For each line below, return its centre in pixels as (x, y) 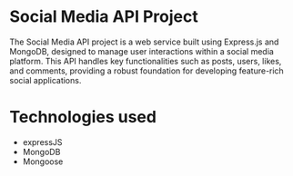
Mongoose (43, 161)
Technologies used (83, 117)
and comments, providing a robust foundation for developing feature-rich (146, 71)
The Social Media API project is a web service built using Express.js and (144, 42)
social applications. (45, 80)
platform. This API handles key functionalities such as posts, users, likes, (146, 61)
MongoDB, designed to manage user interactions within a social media (142, 51)
